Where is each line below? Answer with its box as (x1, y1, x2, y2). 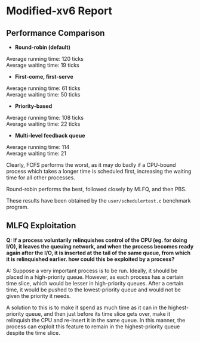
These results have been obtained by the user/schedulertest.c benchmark (6, 197, 191, 204)
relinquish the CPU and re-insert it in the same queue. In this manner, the (6, 316, 186, 324)
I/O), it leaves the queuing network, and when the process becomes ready (6, 242, 194, 250)
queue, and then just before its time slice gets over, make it (25, 310, 171, 317)
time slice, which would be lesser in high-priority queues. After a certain (6, 279, 184, 287)
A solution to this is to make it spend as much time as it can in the (6, 304, 167, 311)
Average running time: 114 (6, 144, 70, 150)
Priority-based (14, 102, 53, 110)
